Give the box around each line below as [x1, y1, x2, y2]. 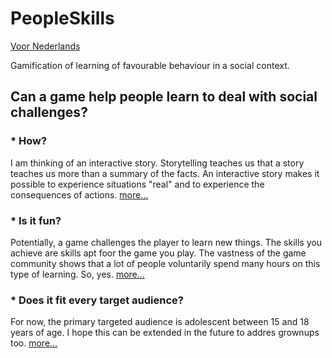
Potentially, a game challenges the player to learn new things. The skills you [10, 236, 322, 248]
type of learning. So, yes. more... [10, 268, 145, 280]
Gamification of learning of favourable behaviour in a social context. [10, 59, 290, 71]
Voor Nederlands [10, 40, 81, 52]
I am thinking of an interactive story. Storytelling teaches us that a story [10, 157, 305, 169]
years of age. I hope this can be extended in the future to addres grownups [10, 327, 320, 339]
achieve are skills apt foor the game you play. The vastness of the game [10, 247, 307, 259]
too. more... [10, 337, 58, 349]
